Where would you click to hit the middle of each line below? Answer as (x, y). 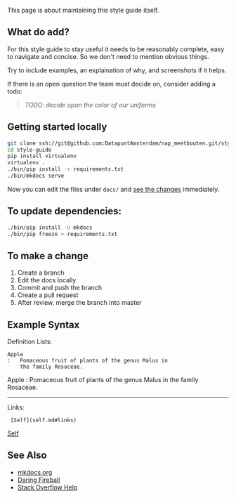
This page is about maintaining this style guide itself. (83, 10)
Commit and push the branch (60, 288)
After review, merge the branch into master (79, 303)
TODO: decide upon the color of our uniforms (90, 105)
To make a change (48, 256)
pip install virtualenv (42, 156)
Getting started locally (57, 127)
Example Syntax (44, 325)
